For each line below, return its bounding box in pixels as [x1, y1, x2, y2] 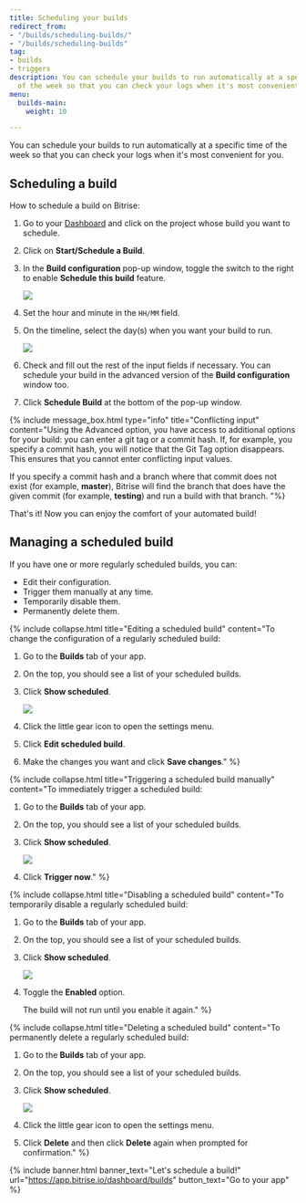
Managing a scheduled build [9, 535, 174, 550]
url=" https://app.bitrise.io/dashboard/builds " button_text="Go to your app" [9, 1174, 290, 1185]
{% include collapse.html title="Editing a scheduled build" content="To [9, 622, 275, 634]
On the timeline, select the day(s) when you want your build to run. [22, 325, 273, 336]
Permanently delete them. [22, 605, 120, 616]
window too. [22, 380, 70, 391]
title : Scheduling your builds [9, 13, 128, 23]
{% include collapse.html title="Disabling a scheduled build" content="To [9, 889, 284, 900]
